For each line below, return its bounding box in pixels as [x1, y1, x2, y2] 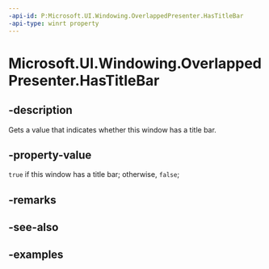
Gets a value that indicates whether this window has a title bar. [8, 124, 216, 134]
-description [8, 103, 73, 117]
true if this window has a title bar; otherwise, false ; [8, 170, 180, 179]
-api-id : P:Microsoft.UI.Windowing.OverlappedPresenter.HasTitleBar [8, 11, 244, 20]
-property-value [8, 148, 92, 162]
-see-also [8, 221, 59, 234]
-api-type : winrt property [8, 19, 99, 27]
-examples [8, 248, 64, 262]
